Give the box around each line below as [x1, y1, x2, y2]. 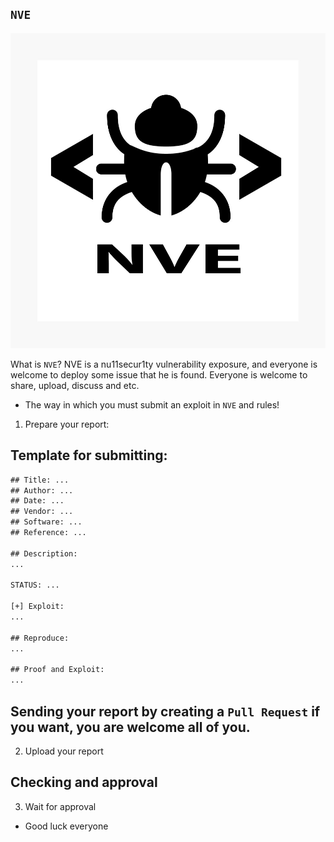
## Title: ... [10, 475, 70, 485]
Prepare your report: [24, 418, 110, 430]
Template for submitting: [10, 447, 168, 464]
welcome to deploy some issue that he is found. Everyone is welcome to [10, 368, 308, 381]
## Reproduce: [10, 633, 70, 643]
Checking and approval [10, 774, 158, 791]
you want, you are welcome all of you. [10, 718, 251, 736]
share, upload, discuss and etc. [10, 379, 140, 391]
